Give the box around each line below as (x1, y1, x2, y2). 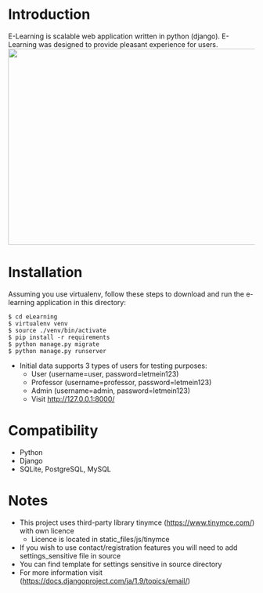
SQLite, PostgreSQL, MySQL (19, 464, 112, 474)
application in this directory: (36, 297, 127, 307)
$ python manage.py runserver (8, 347, 107, 355)
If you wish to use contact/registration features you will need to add (19, 543, 238, 552)
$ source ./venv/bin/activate (8, 326, 107, 334)
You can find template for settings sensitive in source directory (19, 559, 222, 569)
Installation (8, 264, 83, 282)
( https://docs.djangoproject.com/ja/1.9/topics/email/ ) (19, 576, 190, 585)
